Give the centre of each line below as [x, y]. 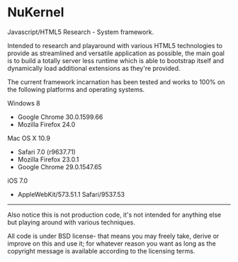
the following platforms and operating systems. [76, 89]
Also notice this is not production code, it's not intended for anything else [114, 215]
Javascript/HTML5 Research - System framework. [81, 32]
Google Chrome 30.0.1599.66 [60, 117]
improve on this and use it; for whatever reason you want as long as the [112, 243]
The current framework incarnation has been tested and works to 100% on [116, 81]
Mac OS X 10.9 [29, 138]
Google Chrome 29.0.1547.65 [60, 166]
